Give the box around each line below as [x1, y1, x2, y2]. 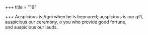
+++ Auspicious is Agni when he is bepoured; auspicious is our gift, [5, 14, 144, 19]
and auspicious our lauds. [5, 24, 58, 30]
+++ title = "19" [5, 4, 37, 10]
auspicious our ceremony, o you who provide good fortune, [5, 19, 127, 25]
